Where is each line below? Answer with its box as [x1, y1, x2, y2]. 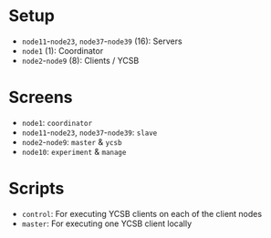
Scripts [8, 179, 65, 199]
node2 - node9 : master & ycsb [21, 136, 122, 147]
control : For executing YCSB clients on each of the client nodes [21, 208, 262, 219]
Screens [8, 88, 73, 108]
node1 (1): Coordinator [21, 45, 104, 56]
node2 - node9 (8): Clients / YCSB [21, 55, 140, 66]
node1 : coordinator [21, 117, 93, 128]
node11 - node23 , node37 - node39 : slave [21, 127, 158, 138]
